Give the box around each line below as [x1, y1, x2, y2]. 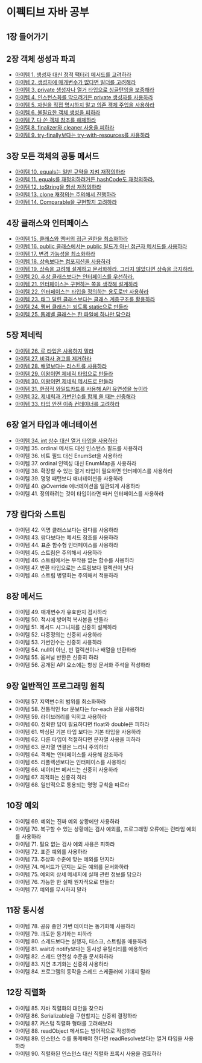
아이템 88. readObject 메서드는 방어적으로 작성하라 [14, 1027, 136, 1035]
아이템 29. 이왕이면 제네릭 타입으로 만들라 [14, 370, 113, 377]
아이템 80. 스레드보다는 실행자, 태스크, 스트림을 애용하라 [14, 937, 147, 944]
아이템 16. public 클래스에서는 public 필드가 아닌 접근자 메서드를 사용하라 [14, 243, 188, 250]
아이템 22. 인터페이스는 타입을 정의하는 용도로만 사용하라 [14, 288, 149, 295]
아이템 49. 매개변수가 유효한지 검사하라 [14, 609, 107, 616]
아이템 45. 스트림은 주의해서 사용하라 [14, 549, 103, 557]
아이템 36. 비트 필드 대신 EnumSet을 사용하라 [14, 452, 122, 459]
